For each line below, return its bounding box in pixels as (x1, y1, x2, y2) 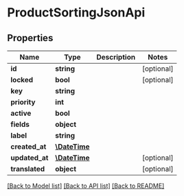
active (10, 108, 32, 118)
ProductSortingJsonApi (7, 5, 146, 21)
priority (10, 97, 36, 107)
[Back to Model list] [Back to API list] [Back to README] (7, 182, 165, 190)
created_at (10, 142, 47, 151)
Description (95, 53, 136, 62)
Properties (7, 32, 54, 44)
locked (10, 75, 34, 84)
